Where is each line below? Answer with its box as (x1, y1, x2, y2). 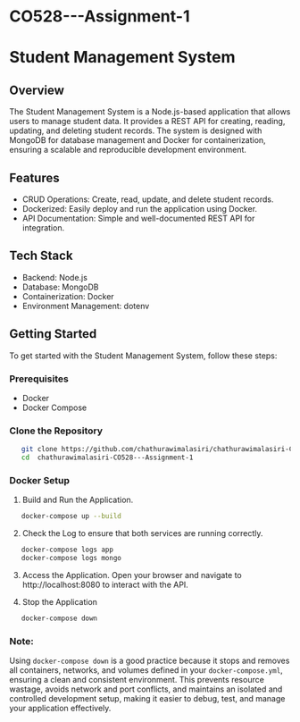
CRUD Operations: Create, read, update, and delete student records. (21, 194, 274, 205)
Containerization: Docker (21, 290, 114, 301)
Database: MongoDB (21, 281, 99, 292)
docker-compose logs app (21, 545, 114, 555)
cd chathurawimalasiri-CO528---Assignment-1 (21, 453, 194, 462)
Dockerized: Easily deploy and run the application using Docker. (21, 204, 257, 214)
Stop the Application (21, 596, 98, 607)
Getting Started (9, 326, 97, 341)
